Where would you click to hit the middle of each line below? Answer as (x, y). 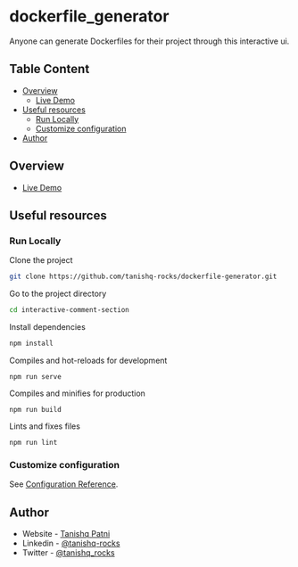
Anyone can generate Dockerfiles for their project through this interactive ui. (149, 41)
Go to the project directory (58, 294)
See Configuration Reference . (64, 484)
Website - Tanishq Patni (66, 533)
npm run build (36, 409)
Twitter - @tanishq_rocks (68, 552)
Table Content (50, 69)
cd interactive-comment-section (69, 310)
